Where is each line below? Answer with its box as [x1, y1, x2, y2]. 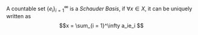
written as [6, 13, 31, 20]
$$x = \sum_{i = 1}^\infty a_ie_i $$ [59, 22, 144, 30]
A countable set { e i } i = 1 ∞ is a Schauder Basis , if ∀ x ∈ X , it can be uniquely [6, 4, 193, 13]
